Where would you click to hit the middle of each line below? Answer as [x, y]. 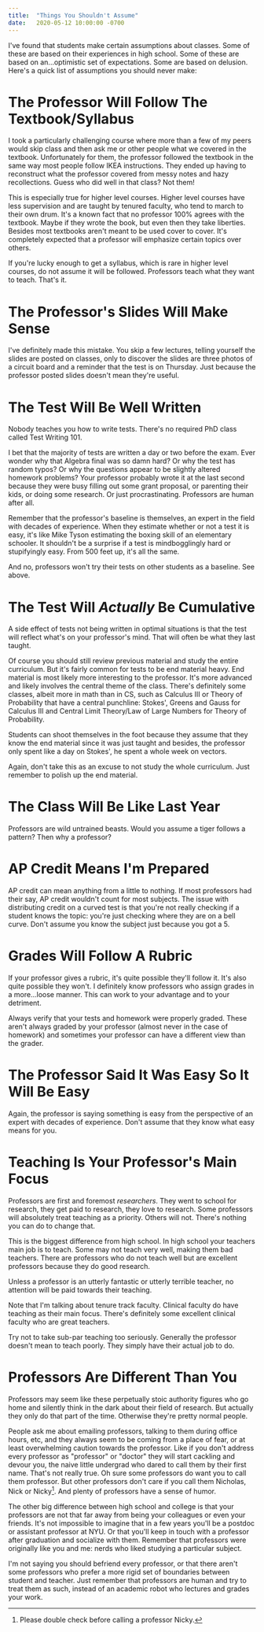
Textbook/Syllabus [71, 119]
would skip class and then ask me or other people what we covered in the [127, 149]
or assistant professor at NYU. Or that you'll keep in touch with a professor [129, 1531]
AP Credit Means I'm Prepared [109, 869]
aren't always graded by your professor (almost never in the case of [118, 1027]
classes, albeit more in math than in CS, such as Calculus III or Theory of [125, 695]
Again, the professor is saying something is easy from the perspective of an [131, 1114]
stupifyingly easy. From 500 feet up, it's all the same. [94, 551]
